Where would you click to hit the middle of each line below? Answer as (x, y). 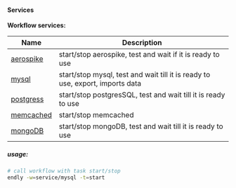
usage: (18, 154)
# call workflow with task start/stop (64, 171)
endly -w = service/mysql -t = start (56, 178)
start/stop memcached (96, 115)
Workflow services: (37, 25)
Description (142, 43)
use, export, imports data (100, 83)
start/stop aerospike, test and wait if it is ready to (139, 55)
